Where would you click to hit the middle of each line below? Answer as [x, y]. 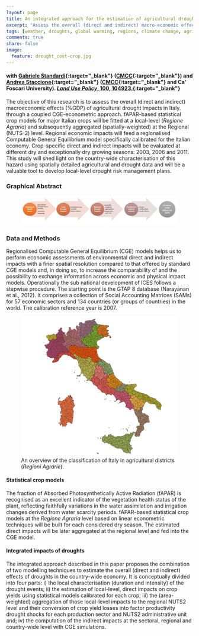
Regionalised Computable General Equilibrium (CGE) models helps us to [94, 251]
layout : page [22, 12]
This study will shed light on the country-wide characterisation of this [91, 158]
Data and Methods [33, 238]
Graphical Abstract [34, 186]
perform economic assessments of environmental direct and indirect [90, 258]
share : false [22, 44]
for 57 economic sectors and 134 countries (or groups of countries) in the [96, 301]
